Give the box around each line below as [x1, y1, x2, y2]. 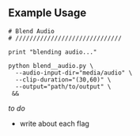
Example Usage [8, 6, 87, 20]
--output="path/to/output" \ [15, 82, 112, 90]
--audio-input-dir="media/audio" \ [15, 69, 133, 77]
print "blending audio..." [8, 47, 97, 56]
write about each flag [19, 119, 89, 128]
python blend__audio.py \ [8, 62, 93, 70]
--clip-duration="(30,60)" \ [15, 75, 112, 84]
